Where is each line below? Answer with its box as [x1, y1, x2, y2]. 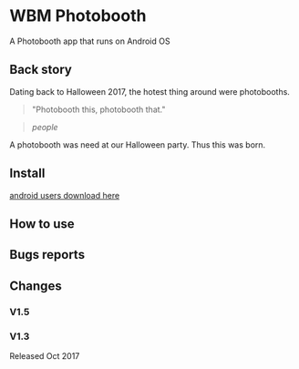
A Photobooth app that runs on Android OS [9, 36, 170, 46]
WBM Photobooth [9, 5, 147, 26]
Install [9, 166, 46, 181]
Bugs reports [9, 247, 85, 262]
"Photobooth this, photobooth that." [31, 104, 166, 115]
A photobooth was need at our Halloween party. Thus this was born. [9, 138, 266, 150]
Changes [9, 278, 62, 293]
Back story [9, 62, 73, 77]
